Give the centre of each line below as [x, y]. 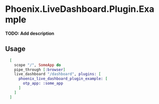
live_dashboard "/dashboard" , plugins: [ [57, 74]
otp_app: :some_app [43, 83]
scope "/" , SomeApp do [38, 65]
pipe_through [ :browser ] [40, 70]
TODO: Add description [30, 33]
